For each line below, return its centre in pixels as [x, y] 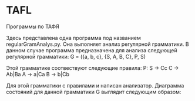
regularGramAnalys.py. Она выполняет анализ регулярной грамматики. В [97, 44]
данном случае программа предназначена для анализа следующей [92, 50]
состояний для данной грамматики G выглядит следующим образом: [94, 92]
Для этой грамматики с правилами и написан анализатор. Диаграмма [95, 85]
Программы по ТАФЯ [33, 26]
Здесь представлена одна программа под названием [73, 38]
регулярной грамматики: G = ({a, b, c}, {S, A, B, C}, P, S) [76, 56]
